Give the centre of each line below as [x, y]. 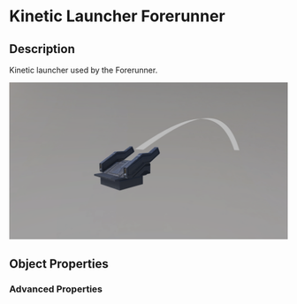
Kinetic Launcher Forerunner [117, 16]
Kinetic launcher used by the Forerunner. [84, 70]
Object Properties [59, 264]
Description [42, 49]
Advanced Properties [56, 289]
